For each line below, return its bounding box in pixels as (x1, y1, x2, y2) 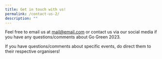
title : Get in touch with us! (5, 7, 66, 12)
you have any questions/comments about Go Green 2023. (5, 34, 121, 40)
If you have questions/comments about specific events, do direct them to (5, 44, 151, 49)
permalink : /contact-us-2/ (5, 12, 60, 16)
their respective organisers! (5, 48, 60, 54)
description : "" (5, 16, 38, 21)
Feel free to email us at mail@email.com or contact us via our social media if (5, 29, 157, 35)
